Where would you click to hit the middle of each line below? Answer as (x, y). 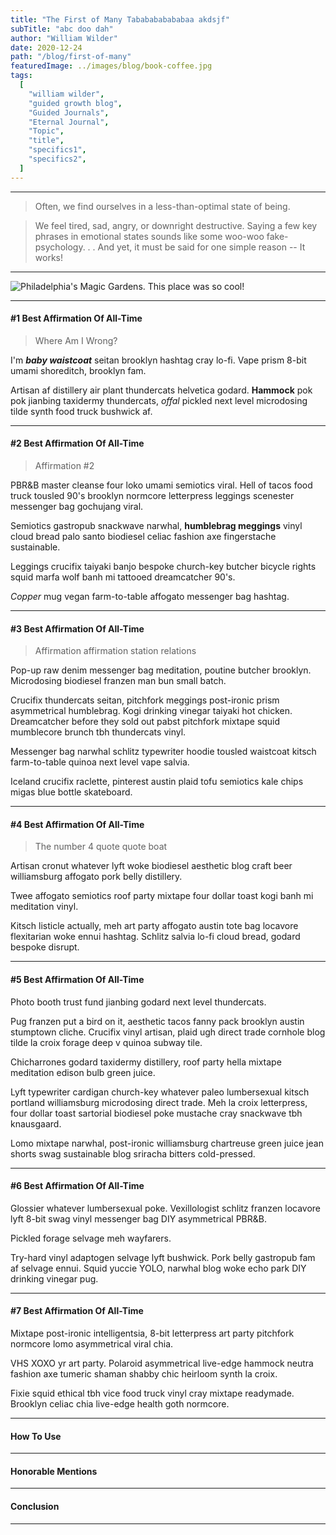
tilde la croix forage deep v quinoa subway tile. (106, 1042)
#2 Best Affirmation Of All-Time (77, 443)
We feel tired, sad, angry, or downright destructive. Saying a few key (176, 225)
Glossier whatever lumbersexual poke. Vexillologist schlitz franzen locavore (166, 1208)
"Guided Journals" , (69, 112)
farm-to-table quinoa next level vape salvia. (100, 762)
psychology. (60, 247)
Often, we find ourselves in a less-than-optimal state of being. (162, 206)
